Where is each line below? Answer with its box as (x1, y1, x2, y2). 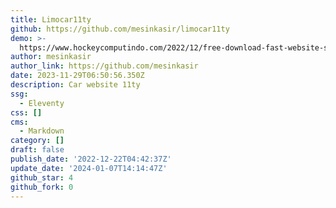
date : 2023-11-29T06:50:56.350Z (10, 71, 145, 81)
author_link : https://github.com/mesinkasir (10, 61, 199, 71)
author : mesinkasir (10, 52, 92, 62)
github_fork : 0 (10, 182, 74, 192)
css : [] (10, 107, 43, 118)
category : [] (10, 136, 65, 146)
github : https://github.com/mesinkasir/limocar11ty (10, 24, 230, 34)
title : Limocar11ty (10, 14, 92, 25)
